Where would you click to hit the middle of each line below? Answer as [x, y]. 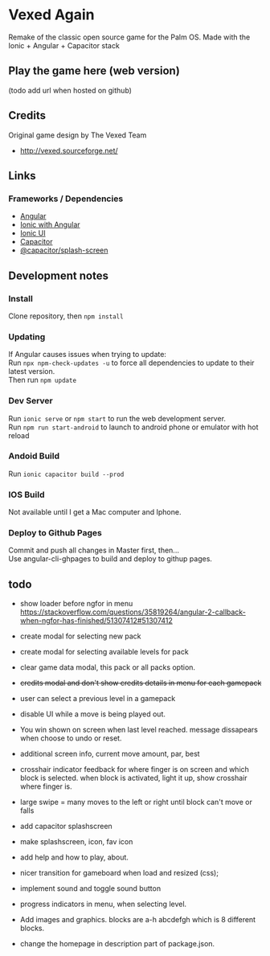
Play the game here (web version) [94, 71]
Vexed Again [51, 15]
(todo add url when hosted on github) [70, 90]
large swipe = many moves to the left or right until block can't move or [136, 802]
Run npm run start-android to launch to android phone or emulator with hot [133, 427]
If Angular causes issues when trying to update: [88, 355]
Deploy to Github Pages [55, 533]
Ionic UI [33, 233]
